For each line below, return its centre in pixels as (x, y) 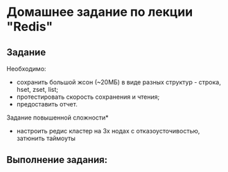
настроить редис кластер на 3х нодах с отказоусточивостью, (108, 131)
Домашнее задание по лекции (100, 12)
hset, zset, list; (37, 89)
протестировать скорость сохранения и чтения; (88, 97)
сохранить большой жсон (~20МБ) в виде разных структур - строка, (119, 82)
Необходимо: (26, 69)
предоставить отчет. (47, 104)
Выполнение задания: (57, 160)
